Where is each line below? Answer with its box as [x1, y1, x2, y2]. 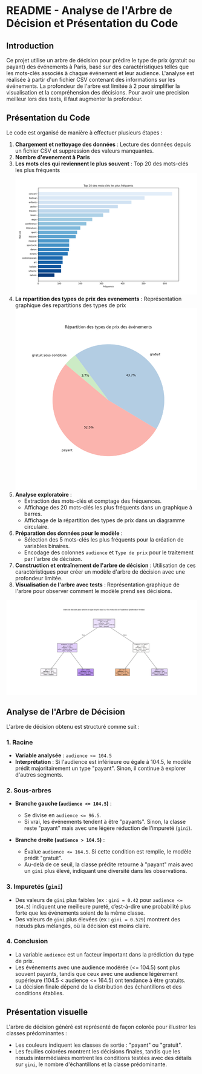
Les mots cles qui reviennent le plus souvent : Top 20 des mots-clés [15, 160, 189, 167]
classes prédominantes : [6, 1029, 68, 1036]
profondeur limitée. [15, 574, 63, 582]
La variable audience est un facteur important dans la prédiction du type [15, 950, 194, 958]
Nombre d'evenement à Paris [15, 153, 90, 161]
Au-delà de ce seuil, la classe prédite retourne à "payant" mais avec [24, 861, 194, 868]
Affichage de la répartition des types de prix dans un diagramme [24, 516, 186, 524]
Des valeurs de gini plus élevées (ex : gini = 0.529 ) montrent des [15, 915, 180, 923]
